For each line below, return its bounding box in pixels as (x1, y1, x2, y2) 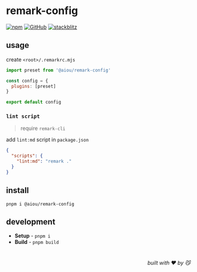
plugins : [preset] (11, 83, 57, 89)
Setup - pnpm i (14, 232, 51, 239)
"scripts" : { (11, 153, 43, 159)
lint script (6, 113, 40, 120)
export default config (6, 99, 61, 105)
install (6, 185, 29, 195)
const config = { (6, 78, 49, 84)
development (6, 217, 56, 226)
